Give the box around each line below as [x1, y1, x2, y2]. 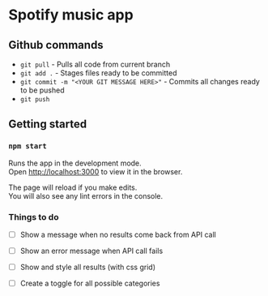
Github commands [8, 38, 104, 52]
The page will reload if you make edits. [8, 182, 138, 192]
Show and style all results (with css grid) [19, 262, 156, 272]
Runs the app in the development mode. [8, 158, 142, 168]
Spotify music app [8, 6, 134, 24]
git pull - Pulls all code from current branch [19, 59, 171, 69]
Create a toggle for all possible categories [19, 278, 160, 289]
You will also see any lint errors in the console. [8, 191, 164, 200]
